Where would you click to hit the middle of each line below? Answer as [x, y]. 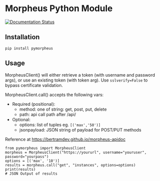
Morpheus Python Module [59, 8]
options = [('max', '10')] [32, 161]
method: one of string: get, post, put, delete [63, 109]
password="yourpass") [27, 156]
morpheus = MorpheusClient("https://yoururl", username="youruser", [76, 152]
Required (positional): [34, 104]
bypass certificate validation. [34, 85]
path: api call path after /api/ [48, 114]
